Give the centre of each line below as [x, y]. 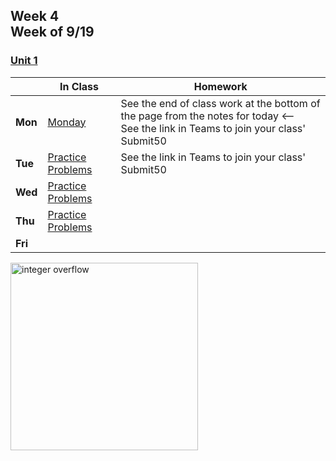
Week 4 [35, 16]
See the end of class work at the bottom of [220, 103]
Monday [67, 122]
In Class [79, 86]
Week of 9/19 [52, 32]
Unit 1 [24, 61]
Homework [220, 86]
